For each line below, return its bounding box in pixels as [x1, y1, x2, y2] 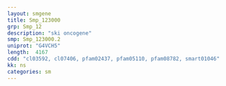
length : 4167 [7, 49, 49, 56]
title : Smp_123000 [7, 17, 61, 24]
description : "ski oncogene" [7, 29, 92, 37]
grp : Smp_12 [7, 23, 42, 30]
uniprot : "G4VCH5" [7, 42, 61, 49]
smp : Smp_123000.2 [7, 36, 61, 43]
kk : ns [7, 62, 27, 69]
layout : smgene [7, 10, 52, 17]
